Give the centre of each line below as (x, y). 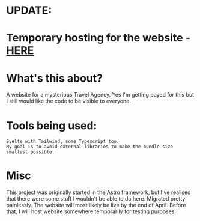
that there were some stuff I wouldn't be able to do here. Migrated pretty (96, 199)
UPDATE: (29, 11)
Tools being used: (52, 125)
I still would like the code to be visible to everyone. (68, 101)
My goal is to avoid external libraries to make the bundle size (89, 147)
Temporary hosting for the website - (98, 38)
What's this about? (55, 78)
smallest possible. (31, 152)
